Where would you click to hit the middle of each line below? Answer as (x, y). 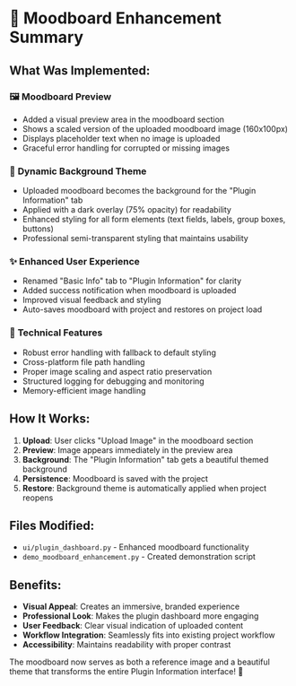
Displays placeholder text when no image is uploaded (121, 138)
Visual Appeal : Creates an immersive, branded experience (131, 607)
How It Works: (50, 419)
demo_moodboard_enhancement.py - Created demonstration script (139, 557)
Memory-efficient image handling (84, 390)
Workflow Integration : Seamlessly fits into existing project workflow (148, 635)
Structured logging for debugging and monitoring (113, 381)
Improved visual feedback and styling (91, 300)
